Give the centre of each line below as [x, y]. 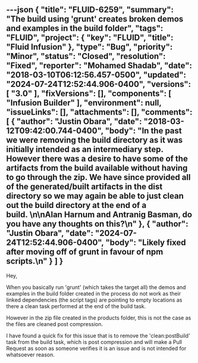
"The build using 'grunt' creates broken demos [95, 19]
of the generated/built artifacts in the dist [84, 187]
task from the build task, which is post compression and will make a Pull [94, 342]
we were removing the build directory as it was [95, 140]
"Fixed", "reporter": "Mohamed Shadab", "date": [99, 66]
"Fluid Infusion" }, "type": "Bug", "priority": [89, 47]
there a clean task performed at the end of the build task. [76, 306]
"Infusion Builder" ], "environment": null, [84, 103]
